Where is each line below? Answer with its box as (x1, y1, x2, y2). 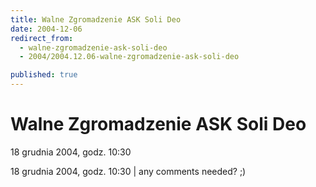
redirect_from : (10, 33, 74, 43)
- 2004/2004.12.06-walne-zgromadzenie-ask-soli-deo (19, 52, 240, 62)
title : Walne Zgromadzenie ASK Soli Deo (10, 14, 182, 25)
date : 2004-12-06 (10, 24, 83, 34)
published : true (10, 70, 78, 80)
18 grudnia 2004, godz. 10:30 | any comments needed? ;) (10, 165, 247, 177)
